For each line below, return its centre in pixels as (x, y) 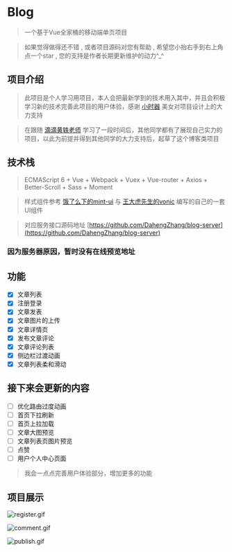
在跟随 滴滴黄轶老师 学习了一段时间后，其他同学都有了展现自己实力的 (123, 130)
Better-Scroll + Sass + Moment (68, 187)
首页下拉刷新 (35, 415)
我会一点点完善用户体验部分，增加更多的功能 (88, 474)
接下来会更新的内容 (48, 388)
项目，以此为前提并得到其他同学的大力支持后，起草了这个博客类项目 (122, 138)
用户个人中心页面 (42, 458)
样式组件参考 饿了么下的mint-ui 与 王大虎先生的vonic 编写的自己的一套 (125, 201)
